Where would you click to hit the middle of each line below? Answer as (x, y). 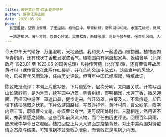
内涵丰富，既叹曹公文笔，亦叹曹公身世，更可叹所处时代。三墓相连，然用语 (81, 111)
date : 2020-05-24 (23, 19)
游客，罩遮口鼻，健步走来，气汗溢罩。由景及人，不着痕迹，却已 (96, 99)
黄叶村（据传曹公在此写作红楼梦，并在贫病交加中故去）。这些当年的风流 (78, 70)
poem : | (13, 23)
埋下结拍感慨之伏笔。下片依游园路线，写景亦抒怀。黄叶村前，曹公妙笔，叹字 (83, 105)
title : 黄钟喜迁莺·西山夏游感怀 (34, 10)
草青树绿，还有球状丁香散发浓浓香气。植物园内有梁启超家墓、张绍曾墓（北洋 (83, 58)
